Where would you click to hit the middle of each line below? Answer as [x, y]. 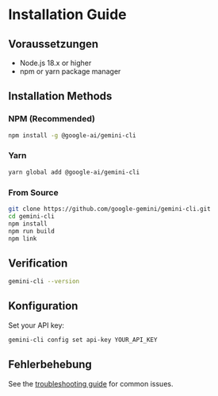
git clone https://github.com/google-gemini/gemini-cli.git [110, 209]
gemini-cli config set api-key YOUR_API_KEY [83, 340]
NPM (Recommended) [52, 119]
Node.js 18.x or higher [55, 63]
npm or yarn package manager [70, 71]
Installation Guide [67, 15]
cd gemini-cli [32, 216]
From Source [33, 192]
